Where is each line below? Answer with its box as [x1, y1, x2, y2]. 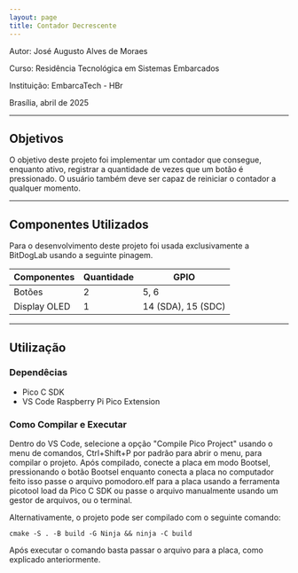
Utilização [9, 340, 67, 355]
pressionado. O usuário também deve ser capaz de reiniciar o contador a [9, 174, 277, 184]
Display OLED [13, 301, 71, 313]
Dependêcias [9, 366, 68, 379]
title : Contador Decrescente [9, 21, 117, 30]
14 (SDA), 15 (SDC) [142, 301, 226, 313]
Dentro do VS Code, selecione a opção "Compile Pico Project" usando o [9, 438, 273, 449]
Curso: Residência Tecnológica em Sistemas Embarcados [9, 63, 220, 74]
